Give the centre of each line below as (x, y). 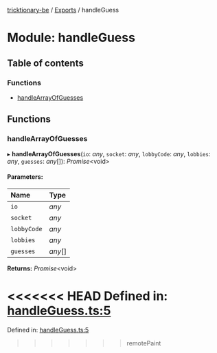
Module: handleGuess (71, 38)
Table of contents (45, 63)
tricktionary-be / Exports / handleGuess (63, 10)
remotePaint (144, 343)
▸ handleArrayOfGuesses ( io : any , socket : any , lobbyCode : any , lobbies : (109, 153)
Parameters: (25, 177)
